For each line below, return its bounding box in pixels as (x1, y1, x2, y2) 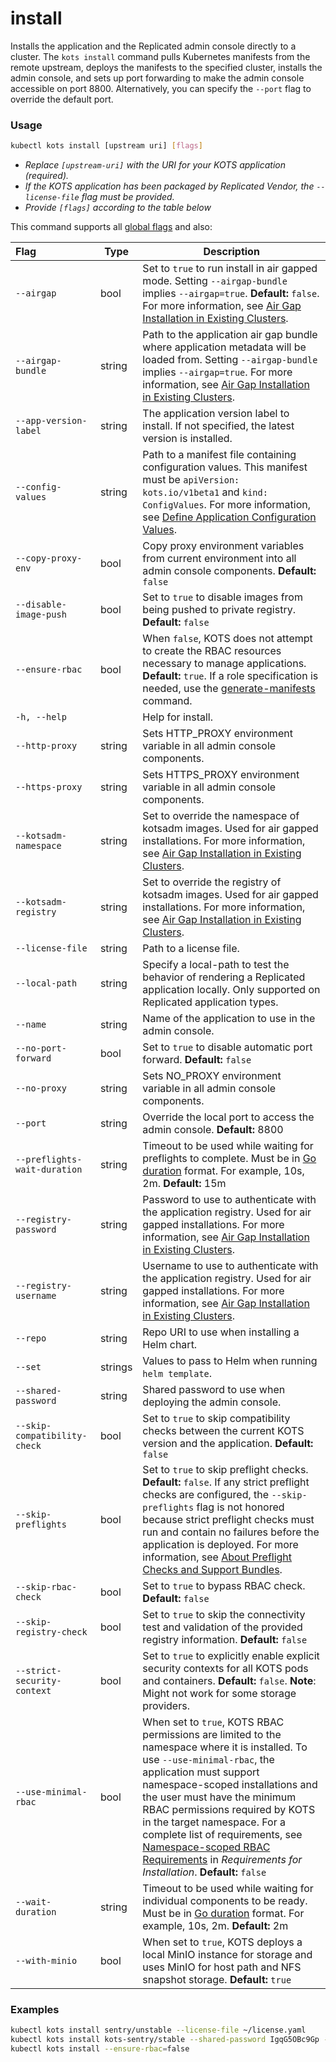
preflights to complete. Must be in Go (142, 1152, 317, 1166)
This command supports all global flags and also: (10, 221, 213, 233)
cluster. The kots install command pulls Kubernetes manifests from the (10, 50, 311, 62)
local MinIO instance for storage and (142, 1948, 313, 1962)
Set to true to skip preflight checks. (142, 1463, 309, 1477)
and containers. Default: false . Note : (142, 1674, 317, 1688)
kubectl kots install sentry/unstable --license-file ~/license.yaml (10, 2025, 307, 2036)
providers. (142, 1699, 190, 1713)
